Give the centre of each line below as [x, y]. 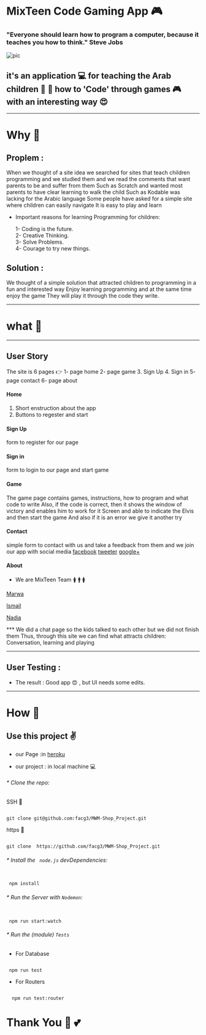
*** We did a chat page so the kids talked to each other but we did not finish [103, 630]
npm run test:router [38, 998]
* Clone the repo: [28, 783]
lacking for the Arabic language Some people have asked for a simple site [99, 199]
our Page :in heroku [40, 754]
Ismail [14, 606]
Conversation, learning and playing [51, 643]
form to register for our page [42, 443]
